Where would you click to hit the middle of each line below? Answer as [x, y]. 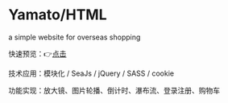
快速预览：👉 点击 [37, 53]
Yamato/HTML [58, 15]
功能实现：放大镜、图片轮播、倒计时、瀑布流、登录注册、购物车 [114, 90]
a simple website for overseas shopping [75, 37]
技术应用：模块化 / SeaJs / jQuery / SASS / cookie [91, 73]
